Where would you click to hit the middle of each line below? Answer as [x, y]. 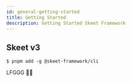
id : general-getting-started [43, 12]
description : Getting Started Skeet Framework [66, 23]
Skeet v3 [23, 47]
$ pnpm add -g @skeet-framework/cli [52, 61]
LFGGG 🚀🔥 [20, 72]
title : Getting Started [36, 17]
